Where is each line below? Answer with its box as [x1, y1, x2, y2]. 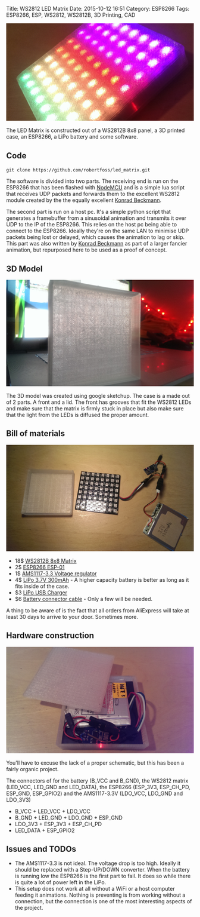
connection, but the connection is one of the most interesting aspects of [14, 898, 192, 905]
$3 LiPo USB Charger [14, 588, 67, 596]
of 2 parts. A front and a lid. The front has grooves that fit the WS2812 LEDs [6, 398, 192, 406]
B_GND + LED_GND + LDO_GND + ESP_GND [14, 814, 123, 821]
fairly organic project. [6, 765, 59, 772]
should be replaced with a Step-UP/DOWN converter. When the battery [14, 866, 190, 873]
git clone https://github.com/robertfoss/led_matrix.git [6, 167, 151, 173]
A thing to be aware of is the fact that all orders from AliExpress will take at [6, 606, 189, 614]
